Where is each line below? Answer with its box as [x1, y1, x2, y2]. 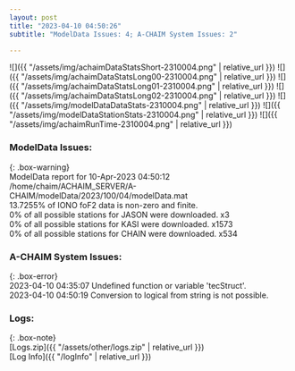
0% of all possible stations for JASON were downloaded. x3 [9, 209, 230, 220]
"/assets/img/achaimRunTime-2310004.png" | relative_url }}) [9, 119, 232, 130]
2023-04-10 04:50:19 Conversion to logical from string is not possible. [9, 290, 269, 300]
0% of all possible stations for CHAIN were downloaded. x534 [9, 228, 239, 239]
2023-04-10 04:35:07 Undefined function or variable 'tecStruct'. [9, 280, 247, 291]
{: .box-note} [9, 333, 56, 343]
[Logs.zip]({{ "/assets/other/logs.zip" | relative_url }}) [9, 341, 205, 353]
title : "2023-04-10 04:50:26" [9, 21, 122, 30]
